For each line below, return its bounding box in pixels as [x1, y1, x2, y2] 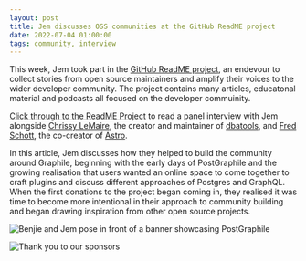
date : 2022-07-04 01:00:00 [9, 30, 112, 39]
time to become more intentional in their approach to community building [9, 196, 284, 207]
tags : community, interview [9, 38, 117, 48]
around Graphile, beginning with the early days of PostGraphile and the [9, 157, 277, 169]
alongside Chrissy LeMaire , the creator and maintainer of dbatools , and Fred [9, 120, 297, 131]
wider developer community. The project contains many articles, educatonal [9, 83, 296, 94]
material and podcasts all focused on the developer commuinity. [9, 93, 251, 104]
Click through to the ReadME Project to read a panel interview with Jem [9, 110, 279, 121]
